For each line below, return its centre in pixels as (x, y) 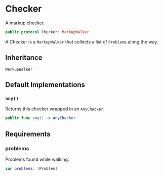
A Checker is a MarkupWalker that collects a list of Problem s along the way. (82, 41)
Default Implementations (45, 85)
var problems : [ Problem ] (31, 168)
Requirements (28, 134)
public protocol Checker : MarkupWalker (47, 32)
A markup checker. (25, 23)
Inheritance (24, 58)
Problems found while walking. (37, 159)
